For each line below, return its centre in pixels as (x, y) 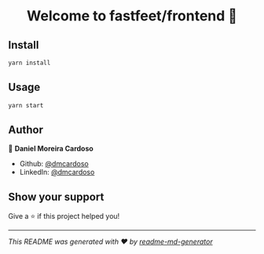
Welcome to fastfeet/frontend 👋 (132, 16)
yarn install (29, 63)
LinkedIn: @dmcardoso (57, 172)
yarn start (26, 105)
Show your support (56, 196)
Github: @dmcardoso (54, 164)
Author (26, 130)
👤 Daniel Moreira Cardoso (51, 149)
